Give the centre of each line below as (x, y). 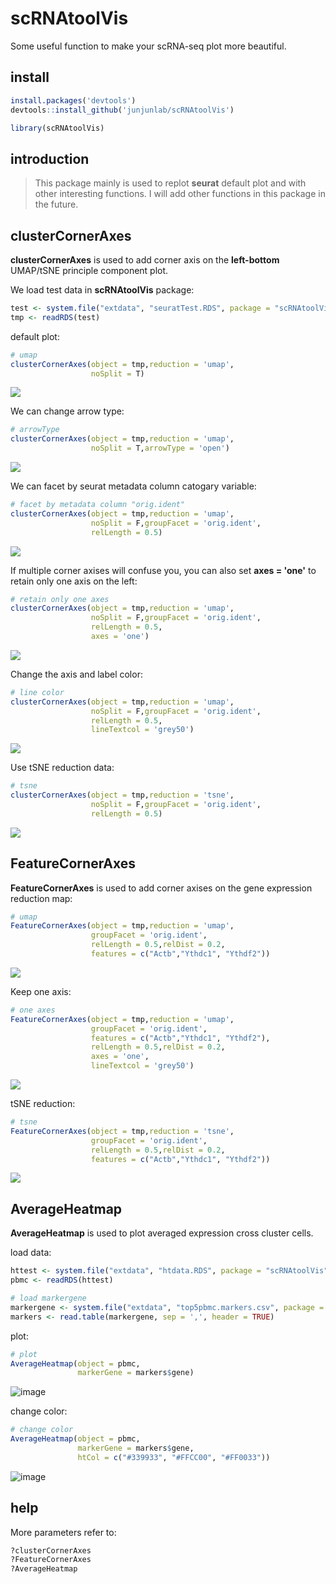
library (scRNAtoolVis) (57, 128)
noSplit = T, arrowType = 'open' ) (160, 448)
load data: (31, 1253)
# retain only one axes (60, 599)
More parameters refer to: (63, 1532)
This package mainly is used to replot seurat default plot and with (170, 183)
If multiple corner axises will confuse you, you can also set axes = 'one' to (163, 570)
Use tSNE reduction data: (62, 768)
